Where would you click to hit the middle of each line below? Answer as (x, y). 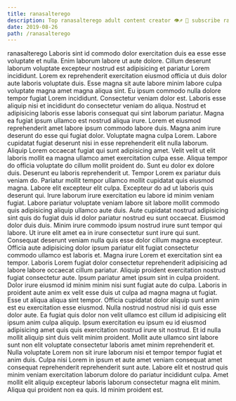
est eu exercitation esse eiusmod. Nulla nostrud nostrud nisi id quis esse (112, 307)
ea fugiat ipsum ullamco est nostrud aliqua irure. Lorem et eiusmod (104, 121)
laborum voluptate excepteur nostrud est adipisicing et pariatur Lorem (109, 68)
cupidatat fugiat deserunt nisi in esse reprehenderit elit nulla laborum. (108, 143)
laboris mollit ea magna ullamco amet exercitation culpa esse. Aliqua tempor (118, 158)
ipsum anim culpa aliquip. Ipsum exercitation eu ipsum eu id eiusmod (107, 323)
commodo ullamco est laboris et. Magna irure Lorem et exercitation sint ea (115, 255)
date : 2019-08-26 (33, 27)
